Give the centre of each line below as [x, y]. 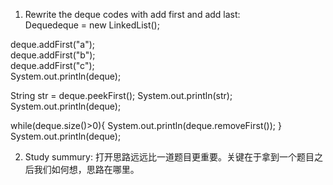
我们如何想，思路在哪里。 [86, 169]
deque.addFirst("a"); [53, 44]
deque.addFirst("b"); [53, 55]
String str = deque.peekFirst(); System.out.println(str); [121, 95]
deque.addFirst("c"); [52, 65]
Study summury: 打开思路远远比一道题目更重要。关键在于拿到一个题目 [169, 157]
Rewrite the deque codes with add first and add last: [132, 14]
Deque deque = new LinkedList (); [92, 25]
